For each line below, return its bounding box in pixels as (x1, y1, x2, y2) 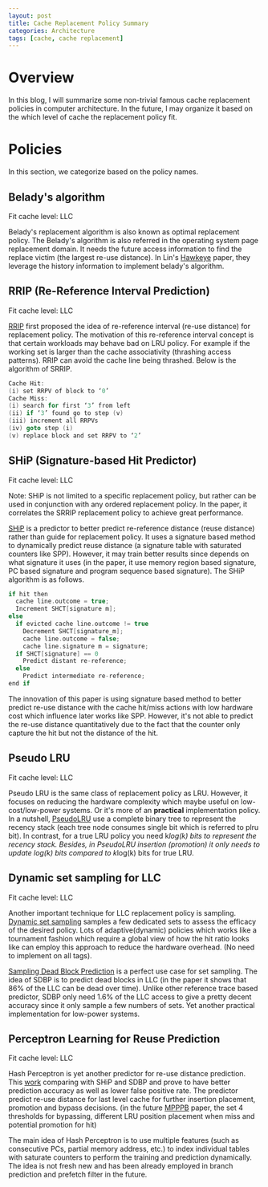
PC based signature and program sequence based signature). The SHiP (8, 566, 245, 575)
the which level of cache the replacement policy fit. (8, 112, 178, 122)
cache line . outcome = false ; (22, 635, 120, 643)
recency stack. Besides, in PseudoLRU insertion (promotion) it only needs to (8, 839, 261, 849)
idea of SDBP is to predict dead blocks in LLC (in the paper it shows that (8, 974, 247, 984)
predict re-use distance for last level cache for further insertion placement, (8, 1095, 256, 1104)
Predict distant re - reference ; (22, 657, 128, 665)
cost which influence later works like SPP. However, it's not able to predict (8, 711, 254, 721)
